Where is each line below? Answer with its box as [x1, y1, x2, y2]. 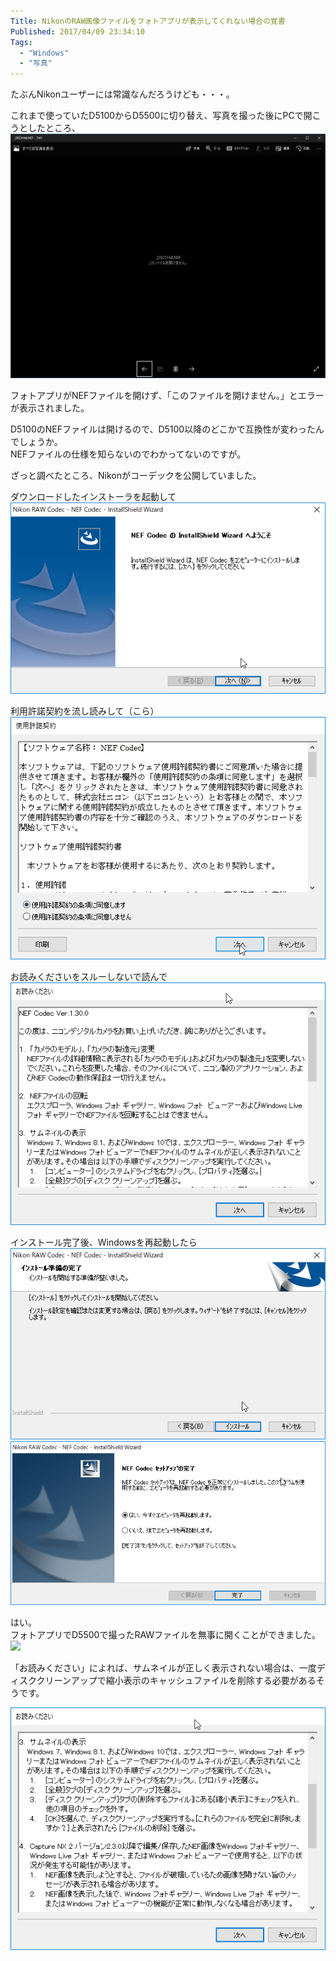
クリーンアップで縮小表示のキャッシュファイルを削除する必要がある [36, 1675, 317, 1687]
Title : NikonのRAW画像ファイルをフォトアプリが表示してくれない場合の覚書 [10, 16, 286, 26]
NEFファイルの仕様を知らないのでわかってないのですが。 [10, 448, 247, 460]
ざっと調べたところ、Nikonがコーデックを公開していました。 [10, 470, 262, 482]
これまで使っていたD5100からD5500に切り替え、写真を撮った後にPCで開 [10, 110, 313, 122]
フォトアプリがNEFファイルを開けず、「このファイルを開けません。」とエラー [10, 390, 325, 402]
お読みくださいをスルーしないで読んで [10, 971, 168, 983]
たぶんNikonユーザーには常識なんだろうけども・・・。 [10, 88, 235, 100]
